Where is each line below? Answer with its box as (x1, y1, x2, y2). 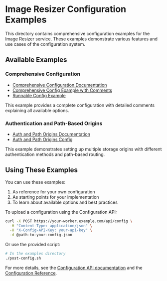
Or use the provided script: (5, 242, 61, 248)
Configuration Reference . (5, 270, 57, 276)
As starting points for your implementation (12, 194, 99, 200)
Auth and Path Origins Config (12, 136, 73, 142)
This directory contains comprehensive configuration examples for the (5, 30, 150, 36)
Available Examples (5, 56, 67, 64)
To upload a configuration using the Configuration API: (5, 209, 117, 215)
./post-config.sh (5, 256, 41, 261)
